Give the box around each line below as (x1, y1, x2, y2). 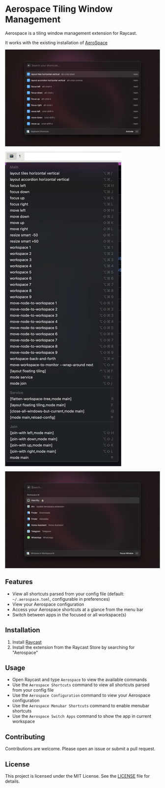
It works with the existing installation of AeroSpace (5, 39, 108, 45)
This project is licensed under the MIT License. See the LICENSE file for (5, 773, 150, 779)
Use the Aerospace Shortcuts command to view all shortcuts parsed (12, 682, 150, 688)
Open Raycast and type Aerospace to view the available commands (12, 677, 147, 683)
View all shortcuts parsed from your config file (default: (12, 591, 124, 597)
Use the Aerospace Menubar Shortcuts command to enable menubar (12, 703, 150, 709)
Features (5, 578, 33, 586)
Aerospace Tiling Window (5, 3, 113, 15)
